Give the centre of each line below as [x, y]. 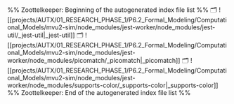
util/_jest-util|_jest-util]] [41, 35]
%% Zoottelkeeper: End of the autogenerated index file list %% [99, 92]
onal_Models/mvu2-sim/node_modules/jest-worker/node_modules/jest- [111, 27]
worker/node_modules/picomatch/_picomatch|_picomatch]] [94, 60]
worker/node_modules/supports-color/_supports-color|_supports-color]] [113, 85]
